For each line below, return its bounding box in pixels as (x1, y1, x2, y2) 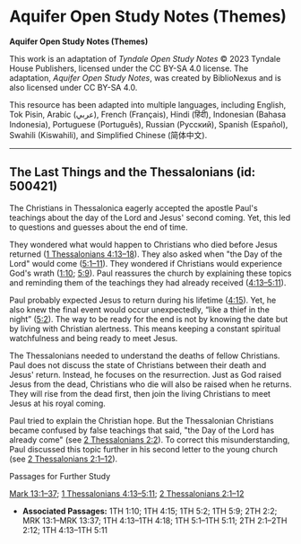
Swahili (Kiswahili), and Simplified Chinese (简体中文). (9, 129, 208, 140)
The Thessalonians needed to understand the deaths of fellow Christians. (9, 350, 280, 361)
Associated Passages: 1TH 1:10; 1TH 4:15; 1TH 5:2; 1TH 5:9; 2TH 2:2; (21, 505, 278, 516)
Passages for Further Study (9, 470, 111, 481)
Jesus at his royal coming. (9, 398, 106, 408)
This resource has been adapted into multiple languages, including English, (9, 99, 287, 110)
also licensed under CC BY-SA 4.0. (9, 82, 138, 92)
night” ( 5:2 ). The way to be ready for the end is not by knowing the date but (9, 313, 288, 324)
